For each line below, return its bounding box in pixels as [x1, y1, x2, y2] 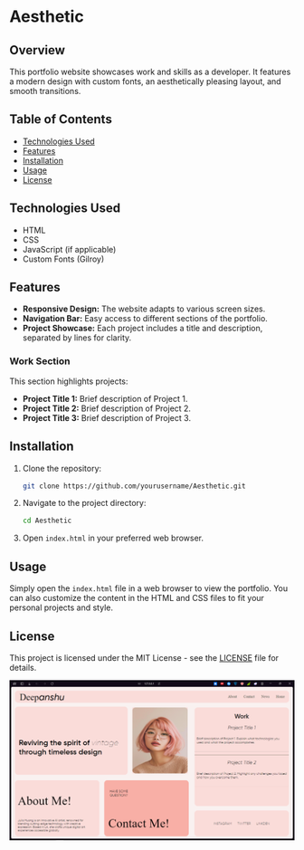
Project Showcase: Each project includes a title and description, [22, 323, 263, 334]
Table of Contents [9, 111, 113, 128]
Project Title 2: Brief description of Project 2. [22, 403, 192, 414]
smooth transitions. [9, 86, 81, 96]
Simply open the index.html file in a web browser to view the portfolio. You [9, 583, 289, 594]
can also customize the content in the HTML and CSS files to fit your [9, 593, 265, 604]
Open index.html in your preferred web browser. [22, 532, 204, 544]
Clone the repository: [22, 463, 102, 473]
